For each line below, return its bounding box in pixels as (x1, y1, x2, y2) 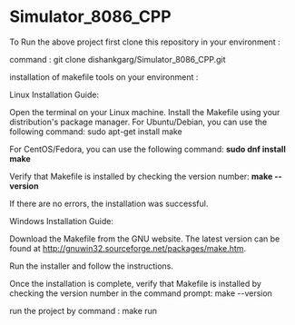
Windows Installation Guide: (9, 215, 113, 226)
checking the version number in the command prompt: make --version (9, 288, 272, 299)
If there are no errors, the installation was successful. (9, 198, 209, 209)
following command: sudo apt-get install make (9, 125, 183, 137)
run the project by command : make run (9, 305, 157, 316)
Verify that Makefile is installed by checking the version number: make (9, 171, 273, 182)
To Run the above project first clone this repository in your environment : (9, 36, 281, 47)
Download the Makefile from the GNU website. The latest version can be (9, 233, 280, 244)
